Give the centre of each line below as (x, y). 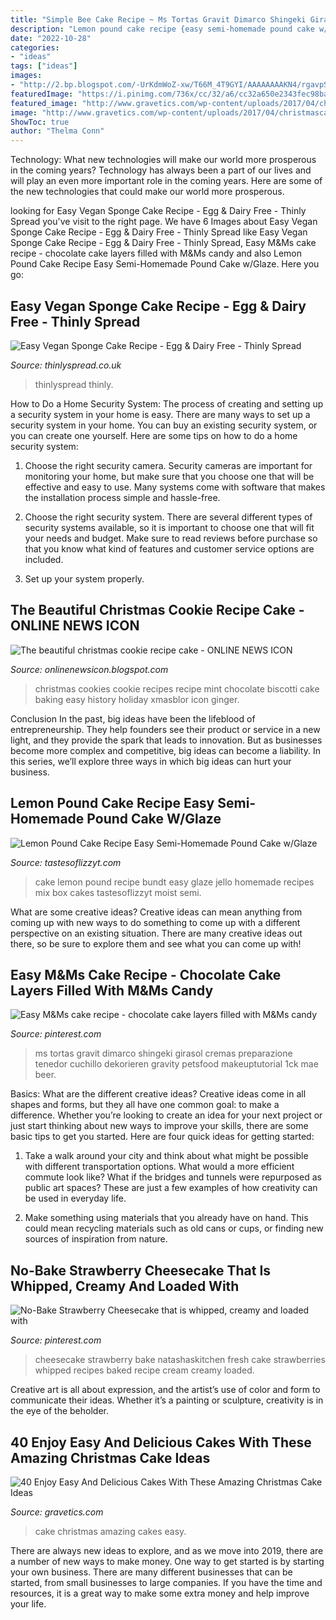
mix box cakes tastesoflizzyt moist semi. (118, 892)
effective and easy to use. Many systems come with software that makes (175, 487)
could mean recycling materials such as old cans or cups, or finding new (174, 1228)
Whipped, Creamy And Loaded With (125, 1286)
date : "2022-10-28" (51, 38)
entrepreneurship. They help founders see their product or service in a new (165, 729)
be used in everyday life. (75, 1198)
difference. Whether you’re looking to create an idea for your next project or (166, 1115)
